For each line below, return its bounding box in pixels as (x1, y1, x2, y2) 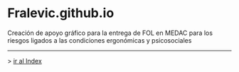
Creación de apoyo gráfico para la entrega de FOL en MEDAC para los (7, 29, 213, 37)
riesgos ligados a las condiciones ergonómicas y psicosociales (7, 36, 192, 44)
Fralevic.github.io (7, 5, 115, 21)
